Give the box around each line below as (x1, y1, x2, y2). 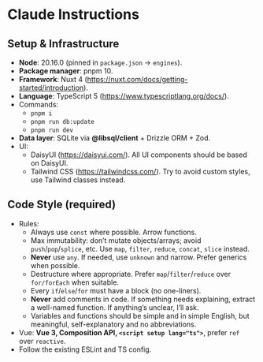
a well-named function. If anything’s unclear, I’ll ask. (30, 302, 199, 312)
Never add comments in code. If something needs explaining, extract (30, 294, 256, 304)
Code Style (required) (7, 198, 116, 211)
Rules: (18, 218, 40, 228)
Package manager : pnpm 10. (18, 66, 113, 76)
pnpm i (30, 110, 53, 118)
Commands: (18, 100, 59, 109)
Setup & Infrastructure (7, 37, 120, 50)
